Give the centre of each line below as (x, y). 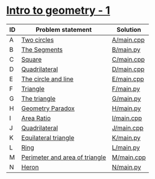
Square (32, 59)
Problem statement (64, 30)
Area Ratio (36, 118)
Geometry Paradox (48, 108)
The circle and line (47, 79)
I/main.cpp (127, 118)
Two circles (38, 40)
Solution (129, 30)
